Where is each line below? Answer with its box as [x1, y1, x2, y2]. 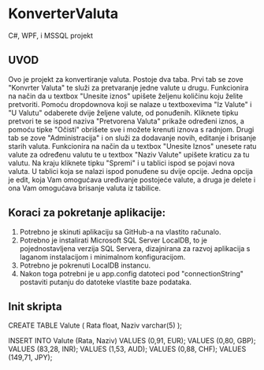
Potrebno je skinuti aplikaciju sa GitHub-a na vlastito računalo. [19, 227, 222, 236]
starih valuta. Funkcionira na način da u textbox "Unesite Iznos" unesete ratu [8, 141, 257, 150]
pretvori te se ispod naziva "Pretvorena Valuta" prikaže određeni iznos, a [8, 116, 244, 126]
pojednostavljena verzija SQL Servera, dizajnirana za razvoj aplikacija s [19, 243, 251, 253]
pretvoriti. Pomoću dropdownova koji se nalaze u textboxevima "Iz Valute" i [8, 99, 252, 109]
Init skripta [8, 300, 62, 313]
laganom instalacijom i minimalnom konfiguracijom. [19, 252, 186, 261]
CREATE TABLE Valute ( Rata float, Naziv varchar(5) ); [8, 320, 183, 331]
